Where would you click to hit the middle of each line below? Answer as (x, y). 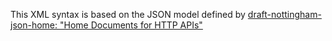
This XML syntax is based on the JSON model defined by (128, 14)
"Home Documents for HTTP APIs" (131, 25)
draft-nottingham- (284, 14)
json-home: (34, 25)
